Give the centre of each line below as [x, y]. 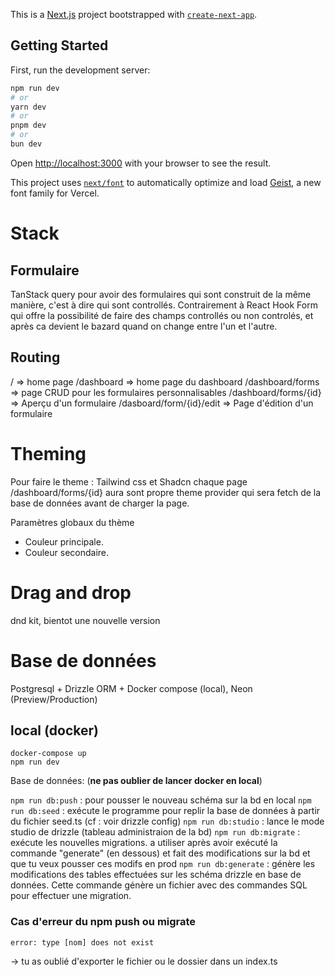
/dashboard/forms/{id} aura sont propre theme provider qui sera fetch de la [166, 492]
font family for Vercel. [55, 193]
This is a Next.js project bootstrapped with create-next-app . [134, 14]
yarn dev [28, 107]
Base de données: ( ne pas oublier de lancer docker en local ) [136, 781]
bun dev [26, 144]
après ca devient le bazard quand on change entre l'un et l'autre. [144, 326]
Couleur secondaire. [67, 552]
